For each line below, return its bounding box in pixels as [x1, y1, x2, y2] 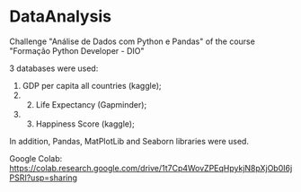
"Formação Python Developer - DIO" [9, 45, 145, 56]
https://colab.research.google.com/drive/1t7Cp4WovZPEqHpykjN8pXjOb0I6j [9, 162, 293, 173]
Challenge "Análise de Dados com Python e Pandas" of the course [9, 36, 256, 47]
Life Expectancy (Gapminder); [35, 99, 147, 109]
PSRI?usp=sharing [9, 172, 78, 183]
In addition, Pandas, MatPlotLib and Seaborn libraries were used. [9, 135, 250, 146]
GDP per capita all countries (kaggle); [22, 80, 162, 91]
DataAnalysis [9, 6, 112, 27]
